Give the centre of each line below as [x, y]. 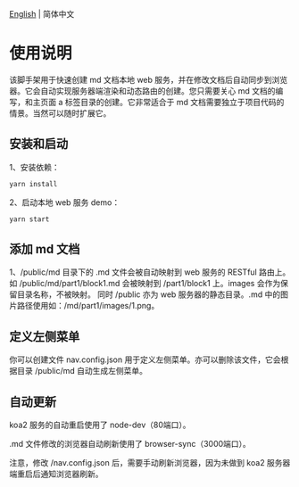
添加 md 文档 [45, 249]
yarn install [33, 184]
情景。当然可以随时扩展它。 [60, 113]
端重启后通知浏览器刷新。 [56, 474]
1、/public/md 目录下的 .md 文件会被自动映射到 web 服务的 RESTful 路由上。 [150, 272]
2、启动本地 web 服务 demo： [65, 202]
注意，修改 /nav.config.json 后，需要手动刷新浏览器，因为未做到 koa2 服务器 [150, 462]
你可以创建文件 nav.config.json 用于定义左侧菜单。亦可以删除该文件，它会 [145, 359]
